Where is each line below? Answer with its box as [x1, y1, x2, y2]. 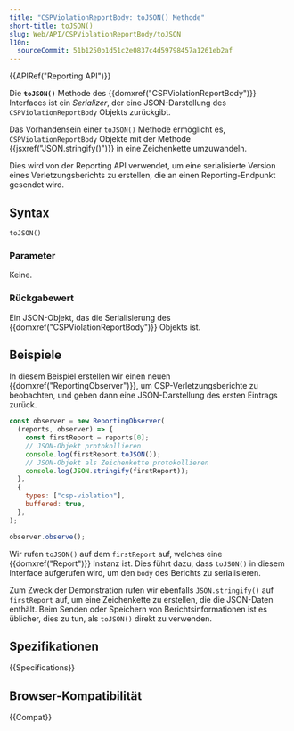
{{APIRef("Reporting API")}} [9, 70, 111, 81]
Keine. [9, 269, 33, 281]
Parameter [9, 249, 56, 261]
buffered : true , [25, 500, 86, 509]
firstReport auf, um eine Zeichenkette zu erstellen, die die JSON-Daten [9, 594, 274, 604]
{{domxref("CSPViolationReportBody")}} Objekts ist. [9, 322, 201, 333]
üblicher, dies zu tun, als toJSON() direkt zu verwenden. [9, 612, 212, 624]
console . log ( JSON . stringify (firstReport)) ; [25, 466, 190, 475]
